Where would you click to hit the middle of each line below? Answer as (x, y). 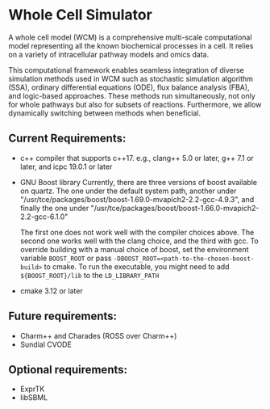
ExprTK (32, 389)
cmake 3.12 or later (51, 291)
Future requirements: (63, 316)
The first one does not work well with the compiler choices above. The (137, 232)
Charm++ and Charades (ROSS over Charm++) (98, 335)
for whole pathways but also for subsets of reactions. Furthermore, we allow (135, 104)
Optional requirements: (68, 369)
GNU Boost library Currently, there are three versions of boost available (139, 182)
